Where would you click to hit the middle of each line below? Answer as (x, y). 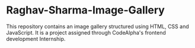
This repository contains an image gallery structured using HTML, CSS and (97, 26)
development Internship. (36, 39)
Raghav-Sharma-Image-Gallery (85, 10)
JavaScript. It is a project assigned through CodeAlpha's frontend (86, 32)
